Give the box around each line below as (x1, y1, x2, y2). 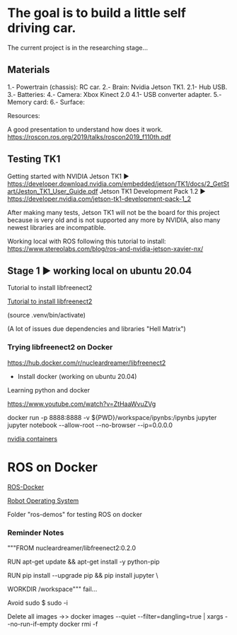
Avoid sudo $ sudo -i (7, 598, 69, 607)
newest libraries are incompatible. (7, 223, 106, 231)
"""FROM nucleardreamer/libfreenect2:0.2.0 (7, 543, 137, 552)
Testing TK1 (7, 153, 61, 165)
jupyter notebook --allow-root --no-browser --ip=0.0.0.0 (7, 421, 173, 429)
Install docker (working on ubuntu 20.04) (17, 372, 137, 380)
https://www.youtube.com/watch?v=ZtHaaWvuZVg (7, 400, 156, 408)
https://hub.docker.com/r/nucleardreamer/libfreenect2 (7, 359, 166, 367)
